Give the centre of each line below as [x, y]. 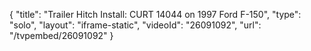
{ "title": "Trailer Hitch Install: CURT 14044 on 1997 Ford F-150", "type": [155, 14]
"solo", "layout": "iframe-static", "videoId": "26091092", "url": [135, 25]
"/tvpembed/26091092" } [61, 35]
